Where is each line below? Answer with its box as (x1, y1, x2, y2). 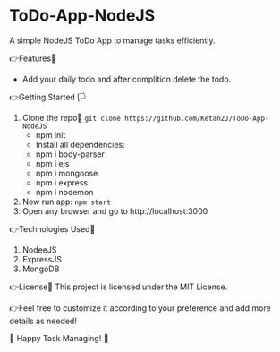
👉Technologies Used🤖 (9, 223, 96, 234)
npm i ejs (35, 158, 70, 168)
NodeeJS (21, 244, 57, 255)
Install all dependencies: (35, 139, 125, 150)
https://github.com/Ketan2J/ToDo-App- (124, 114, 269, 123)
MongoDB (21, 263, 60, 274)
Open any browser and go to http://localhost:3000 (21, 205, 208, 216)
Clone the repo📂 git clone (21, 112, 121, 123)
